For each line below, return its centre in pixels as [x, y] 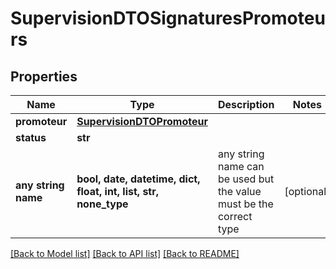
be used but [246, 179]
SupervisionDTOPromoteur [142, 121]
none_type [102, 204]
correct [235, 216]
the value [239, 191]
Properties [44, 76]
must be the [245, 204]
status [31, 137]
